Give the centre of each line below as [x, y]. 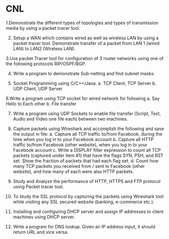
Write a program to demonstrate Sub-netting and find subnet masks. [84, 73]
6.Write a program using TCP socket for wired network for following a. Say [83, 98]
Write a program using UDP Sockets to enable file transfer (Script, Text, [87, 113]
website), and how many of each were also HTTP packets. [73, 171]
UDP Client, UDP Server [38, 88]
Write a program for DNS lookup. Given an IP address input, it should [84, 226]
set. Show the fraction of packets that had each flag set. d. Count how [86, 161]
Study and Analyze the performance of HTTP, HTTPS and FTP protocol [87, 181]
